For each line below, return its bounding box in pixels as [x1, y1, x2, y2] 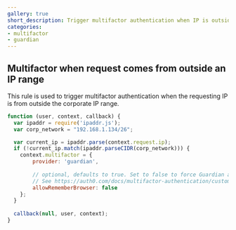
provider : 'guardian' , [32, 158, 99, 165]
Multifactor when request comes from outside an [7, 62, 226, 74]
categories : [7, 23, 42, 30]
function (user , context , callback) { [7, 113, 121, 120]
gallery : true [7, 10, 49, 18]
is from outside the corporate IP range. [7, 99, 119, 107]
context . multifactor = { [20, 151, 93, 158]
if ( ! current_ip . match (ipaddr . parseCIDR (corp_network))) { [13, 145, 190, 152]
